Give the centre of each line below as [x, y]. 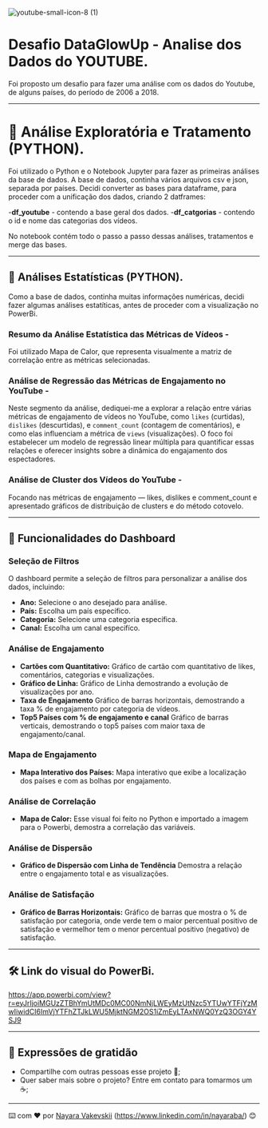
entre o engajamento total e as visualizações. [94, 874]
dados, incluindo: [37, 587]
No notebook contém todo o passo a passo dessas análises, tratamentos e [131, 236]
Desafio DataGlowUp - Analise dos [125, 45]
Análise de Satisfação [51, 895]
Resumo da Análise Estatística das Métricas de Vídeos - [119, 334]
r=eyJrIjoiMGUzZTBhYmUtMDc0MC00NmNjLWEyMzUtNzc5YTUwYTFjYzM [133, 1002]
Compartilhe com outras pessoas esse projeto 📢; [100, 1072]
